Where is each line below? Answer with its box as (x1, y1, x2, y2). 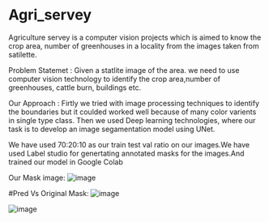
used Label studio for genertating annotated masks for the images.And (8, 148, 245, 158)
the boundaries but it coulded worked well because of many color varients (8, 107, 257, 117)
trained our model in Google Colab (8, 156, 124, 167)
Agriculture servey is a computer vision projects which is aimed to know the (8, 32, 262, 42)
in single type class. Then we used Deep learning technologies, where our (8, 115, 256, 125)
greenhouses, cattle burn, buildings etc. (8, 83, 142, 92)
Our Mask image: (8, 173, 66, 182)
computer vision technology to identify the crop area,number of (8, 74, 221, 83)
